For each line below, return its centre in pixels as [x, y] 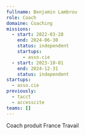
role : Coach [21, 18]
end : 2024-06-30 [38, 40]
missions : [19, 29]
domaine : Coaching [29, 23]
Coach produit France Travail [42, 125]
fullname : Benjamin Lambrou [42, 12]
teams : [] [19, 108]
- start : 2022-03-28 [38, 35]
